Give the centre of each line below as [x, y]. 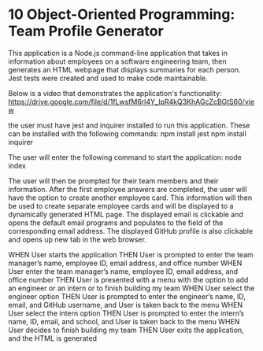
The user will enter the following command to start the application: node [125, 157]
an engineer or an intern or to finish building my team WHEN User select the [131, 288]
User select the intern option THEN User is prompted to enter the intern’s [126, 313]
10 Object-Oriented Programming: [122, 15]
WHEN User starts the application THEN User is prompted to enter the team [131, 254]
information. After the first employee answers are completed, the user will [128, 189]
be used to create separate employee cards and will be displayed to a [121, 205]
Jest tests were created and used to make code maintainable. [108, 78]
